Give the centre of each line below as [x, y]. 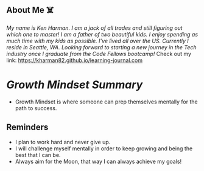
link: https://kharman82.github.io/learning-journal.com [75, 60]
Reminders [27, 127]
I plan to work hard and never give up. [63, 142]
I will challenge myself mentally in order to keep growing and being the [104, 148]
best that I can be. [38, 155]
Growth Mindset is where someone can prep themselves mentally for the [106, 102]
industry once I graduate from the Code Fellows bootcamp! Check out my [99, 54]
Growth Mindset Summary [75, 85]
